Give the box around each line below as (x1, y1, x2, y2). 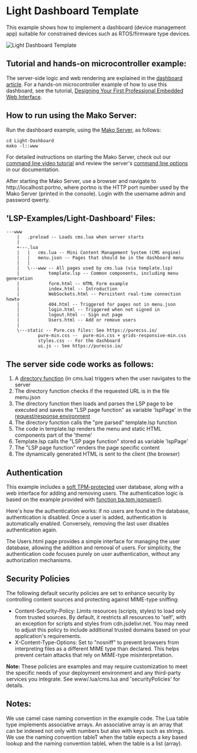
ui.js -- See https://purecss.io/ (37, 343, 123, 349)
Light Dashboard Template (6, 4, 139, 18)
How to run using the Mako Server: (6, 111, 137, 121)
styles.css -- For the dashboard (37, 338, 120, 344)
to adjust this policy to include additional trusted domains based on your (14, 626, 190, 633)
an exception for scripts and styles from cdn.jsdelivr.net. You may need (14, 620, 189, 627)
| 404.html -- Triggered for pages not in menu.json (17, 302, 176, 307)
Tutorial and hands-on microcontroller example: (6, 59, 187, 69)
